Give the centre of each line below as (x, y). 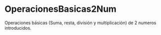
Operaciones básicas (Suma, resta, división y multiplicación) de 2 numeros (80, 23)
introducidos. (18, 28)
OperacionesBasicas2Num (61, 9)
